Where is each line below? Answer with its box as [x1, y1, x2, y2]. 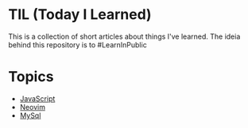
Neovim [19, 102, 46, 111]
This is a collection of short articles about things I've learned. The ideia [8, 32, 241, 41]
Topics [8, 68, 54, 86]
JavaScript [19, 93, 56, 104]
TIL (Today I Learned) [8, 6, 153, 24]
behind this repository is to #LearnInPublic [8, 40, 147, 49]
